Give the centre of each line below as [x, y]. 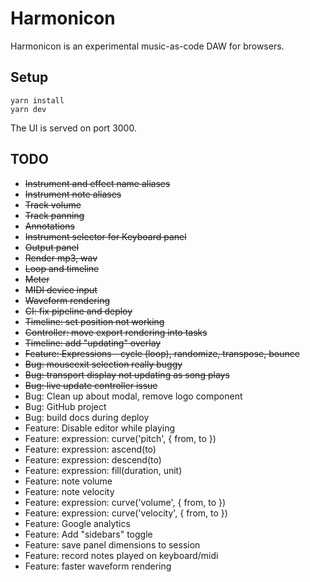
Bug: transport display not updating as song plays [127, 374]
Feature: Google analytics [77, 523]
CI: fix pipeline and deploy [78, 311]
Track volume [53, 204]
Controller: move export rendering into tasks [116, 332]
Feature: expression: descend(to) [93, 459]
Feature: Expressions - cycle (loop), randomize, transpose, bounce [162, 353]
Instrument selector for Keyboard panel [105, 236]
